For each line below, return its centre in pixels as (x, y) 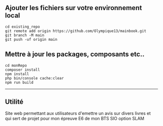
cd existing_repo (23, 27)
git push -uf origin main (31, 39)
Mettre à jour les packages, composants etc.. (75, 55)
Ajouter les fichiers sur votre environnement (73, 8)
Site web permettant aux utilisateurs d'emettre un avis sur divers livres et (78, 113)
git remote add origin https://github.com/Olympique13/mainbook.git (76, 31)
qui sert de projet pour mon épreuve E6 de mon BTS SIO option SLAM (75, 119)
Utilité (14, 102)
